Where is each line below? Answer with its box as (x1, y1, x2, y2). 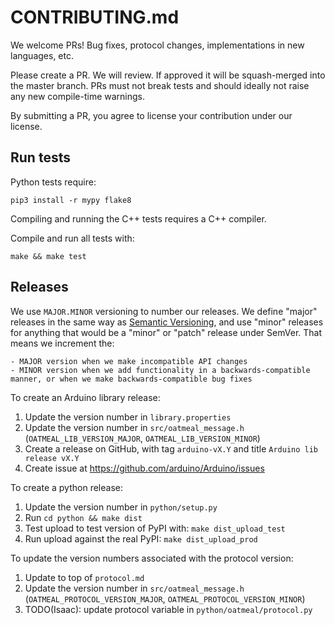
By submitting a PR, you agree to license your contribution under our (10, 109, 293, 121)
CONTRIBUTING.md (10, 6, 180, 29)
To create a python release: (10, 481, 123, 493)
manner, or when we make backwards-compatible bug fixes (10, 374, 253, 384)
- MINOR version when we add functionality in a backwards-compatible (10, 365, 311, 375)
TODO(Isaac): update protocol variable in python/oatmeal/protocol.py (24, 603, 313, 615)
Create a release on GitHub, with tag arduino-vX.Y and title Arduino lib (24, 442, 319, 455)
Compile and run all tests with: (10, 232, 135, 244)
